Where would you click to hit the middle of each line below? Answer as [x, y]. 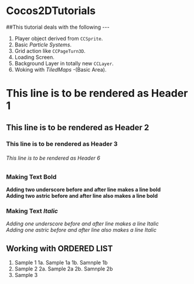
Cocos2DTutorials [51, 11]
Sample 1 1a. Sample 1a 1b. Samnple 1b [61, 263]
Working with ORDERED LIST [59, 249]
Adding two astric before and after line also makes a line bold [82, 196]
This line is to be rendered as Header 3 [62, 144]
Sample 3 [26, 275]
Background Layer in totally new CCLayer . [64, 63]
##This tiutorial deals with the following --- [58, 27]
